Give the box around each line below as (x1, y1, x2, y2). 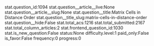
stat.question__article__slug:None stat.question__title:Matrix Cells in (4, 9, 141, 15)
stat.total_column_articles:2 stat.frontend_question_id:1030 (4, 25, 124, 31)
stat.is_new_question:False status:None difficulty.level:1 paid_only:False (4, 30, 149, 36)
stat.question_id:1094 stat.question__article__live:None (4, 4, 115, 10)
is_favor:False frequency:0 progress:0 (4, 35, 81, 41)
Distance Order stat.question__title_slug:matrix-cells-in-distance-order (4, 15, 148, 20)
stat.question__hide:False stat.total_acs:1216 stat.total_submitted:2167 (4, 20, 145, 25)
